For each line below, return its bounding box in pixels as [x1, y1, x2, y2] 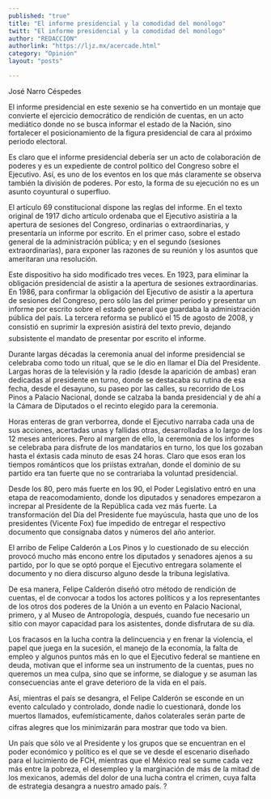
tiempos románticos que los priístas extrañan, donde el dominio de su [8, 459, 241, 469]
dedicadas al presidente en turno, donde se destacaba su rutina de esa [8, 374, 246, 385]
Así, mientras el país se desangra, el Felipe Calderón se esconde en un [8, 693, 244, 703]
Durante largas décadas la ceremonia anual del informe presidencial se [8, 349, 245, 359]
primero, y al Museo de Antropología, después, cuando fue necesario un [8, 609, 251, 620]
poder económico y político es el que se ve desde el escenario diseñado [8, 746, 250, 756]
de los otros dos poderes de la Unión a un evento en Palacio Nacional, [8, 601, 243, 611]
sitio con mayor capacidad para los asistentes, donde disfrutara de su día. [8, 618, 256, 628]
